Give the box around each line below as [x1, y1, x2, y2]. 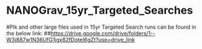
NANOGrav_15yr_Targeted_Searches [6, 4, 194, 17]
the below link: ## [6, 29, 52, 36]
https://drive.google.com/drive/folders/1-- [50, 29, 156, 36]
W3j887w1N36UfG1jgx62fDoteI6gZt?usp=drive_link [6, 36, 135, 43]
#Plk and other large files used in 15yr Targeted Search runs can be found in [6, 23, 197, 30]
